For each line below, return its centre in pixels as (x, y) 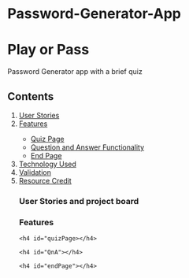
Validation (35, 172)
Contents (31, 96)
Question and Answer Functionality (87, 147)
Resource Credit (45, 180)
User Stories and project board (79, 201)
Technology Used (47, 164)
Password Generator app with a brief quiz (75, 72)
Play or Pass (48, 50)
